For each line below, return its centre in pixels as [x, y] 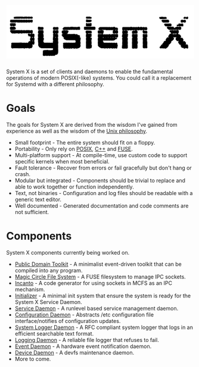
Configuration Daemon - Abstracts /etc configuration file [84, 315]
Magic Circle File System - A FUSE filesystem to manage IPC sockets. [100, 277]
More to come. [33, 359]
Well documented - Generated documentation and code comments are [102, 206]
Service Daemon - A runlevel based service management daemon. [97, 308]
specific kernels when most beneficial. [62, 161]
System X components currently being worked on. [68, 252]
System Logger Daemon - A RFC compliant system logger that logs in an [104, 327]
